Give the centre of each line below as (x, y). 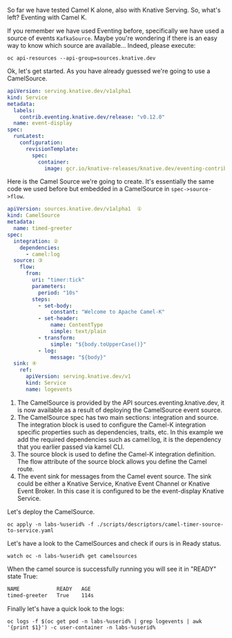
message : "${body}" (79, 357)
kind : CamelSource (33, 215)
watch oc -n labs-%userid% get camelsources (72, 556)
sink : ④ (25, 364)
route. (26, 469)
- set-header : (58, 319)
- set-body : (55, 305)
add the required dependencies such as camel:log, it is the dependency (119, 439)
